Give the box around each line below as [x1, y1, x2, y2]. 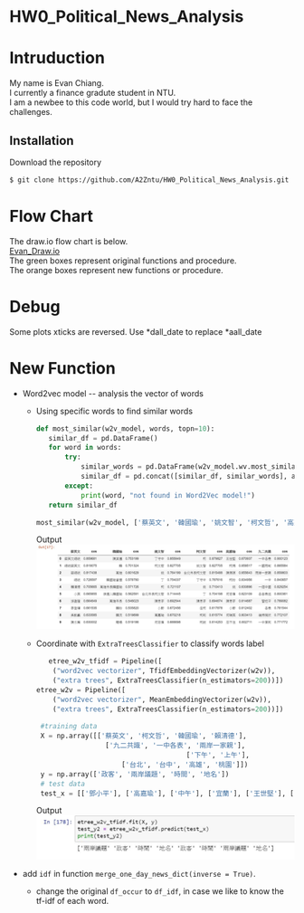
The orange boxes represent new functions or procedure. [9, 264, 223, 275]
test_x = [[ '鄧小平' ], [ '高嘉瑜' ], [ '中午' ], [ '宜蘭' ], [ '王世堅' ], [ [40, 789, 294, 798]
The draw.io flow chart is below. [9, 235, 128, 246]
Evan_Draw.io [9, 245, 61, 256]
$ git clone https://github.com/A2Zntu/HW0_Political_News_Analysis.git [9, 175, 290, 185]
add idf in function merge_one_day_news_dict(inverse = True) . [22, 869, 256, 880]
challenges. [9, 107, 52, 118]
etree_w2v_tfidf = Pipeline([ [48, 657, 163, 666]
